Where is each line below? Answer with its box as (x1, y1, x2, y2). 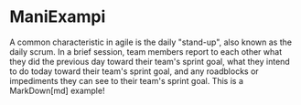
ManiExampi (9, 6, 106, 27)
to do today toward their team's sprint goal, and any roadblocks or (9, 66, 259, 77)
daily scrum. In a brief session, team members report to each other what (9, 46, 282, 57)
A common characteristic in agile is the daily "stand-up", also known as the (9, 37, 293, 47)
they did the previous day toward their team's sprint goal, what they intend (9, 56, 290, 67)
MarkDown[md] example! (9, 85, 105, 96)
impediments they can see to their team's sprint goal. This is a (9, 75, 244, 86)
